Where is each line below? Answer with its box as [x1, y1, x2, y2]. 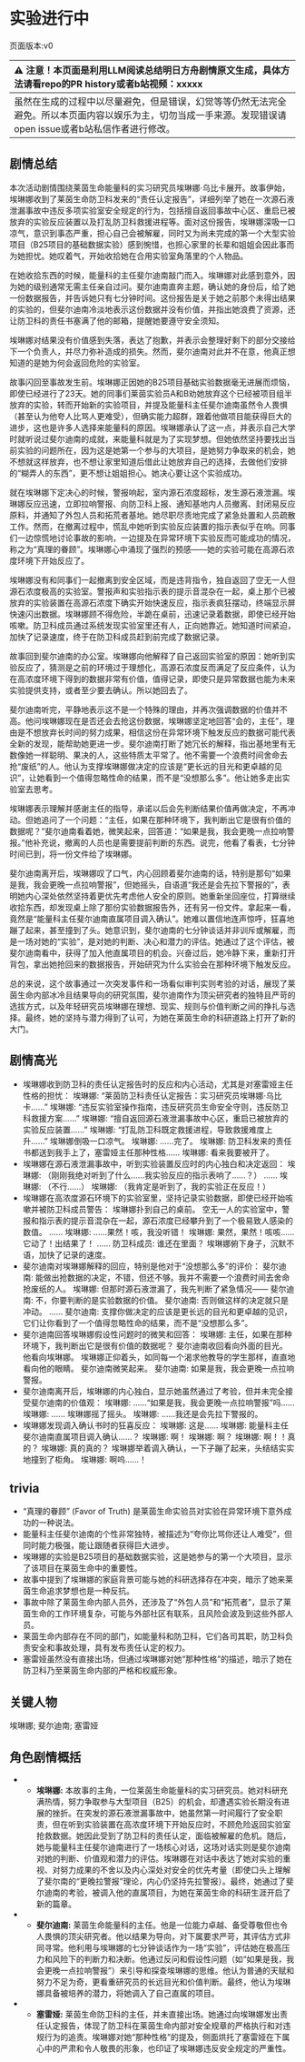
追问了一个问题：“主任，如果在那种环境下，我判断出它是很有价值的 [40, 814, 292, 825]
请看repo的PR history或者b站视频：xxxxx [23, 77, 203, 90]
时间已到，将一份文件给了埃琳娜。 [9, 848, 137, 860]
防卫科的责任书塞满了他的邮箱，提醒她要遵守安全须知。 [16, 315, 224, 326]
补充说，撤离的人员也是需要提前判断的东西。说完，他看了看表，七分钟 [33, 837, 296, 848]
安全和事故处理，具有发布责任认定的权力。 [30, 1643, 191, 1654]
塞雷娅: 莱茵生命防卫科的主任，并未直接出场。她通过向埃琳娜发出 [35, 2009, 280, 2019]
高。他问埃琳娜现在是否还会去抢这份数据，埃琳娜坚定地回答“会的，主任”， [9, 715, 288, 726]
